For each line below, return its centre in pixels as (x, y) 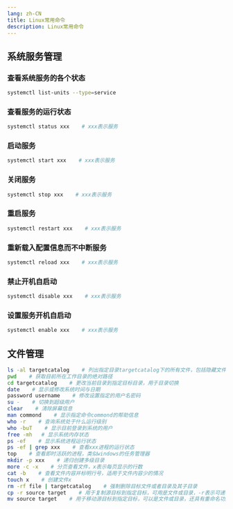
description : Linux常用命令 (46, 26)
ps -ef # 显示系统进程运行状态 (52, 441)
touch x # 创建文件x (39, 480)
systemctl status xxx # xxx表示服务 (63, 127)
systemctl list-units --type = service (62, 93)
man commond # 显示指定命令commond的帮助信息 (73, 415)
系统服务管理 (35, 56)
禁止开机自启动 (32, 281)
